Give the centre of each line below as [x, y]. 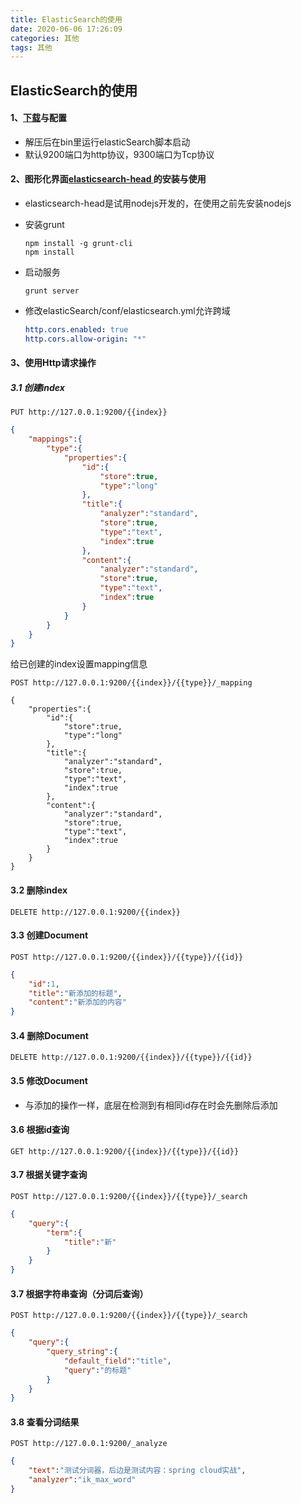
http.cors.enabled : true [76, 330]
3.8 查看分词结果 [45, 1422]
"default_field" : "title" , [117, 1361]
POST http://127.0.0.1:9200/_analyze [89, 1444]
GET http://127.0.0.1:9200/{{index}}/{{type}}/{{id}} [125, 1151]
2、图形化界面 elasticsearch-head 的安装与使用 [108, 179]
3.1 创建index [37, 387]
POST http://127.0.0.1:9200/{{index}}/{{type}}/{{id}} [127, 957]
